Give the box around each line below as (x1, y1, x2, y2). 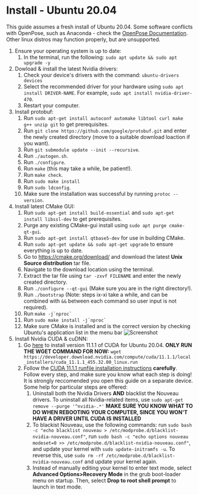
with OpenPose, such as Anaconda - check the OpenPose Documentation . (6, 29, 188, 36)
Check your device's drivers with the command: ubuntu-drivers (23, 71, 179, 78)
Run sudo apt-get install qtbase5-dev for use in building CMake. (23, 234, 185, 241)
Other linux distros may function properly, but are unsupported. (6, 36, 161, 43)
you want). (23, 139, 50, 147)
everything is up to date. (23, 247, 84, 254)
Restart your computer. (23, 101, 80, 109)
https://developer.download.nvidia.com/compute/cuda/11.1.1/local (23, 354, 191, 360)
